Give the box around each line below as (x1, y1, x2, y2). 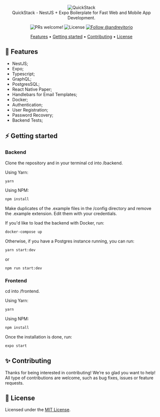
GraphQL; (12, 76, 32, 82)
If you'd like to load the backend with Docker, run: (5, 220, 104, 226)
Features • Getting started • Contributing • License (30, 34, 133, 39)
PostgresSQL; (12, 81, 40, 87)
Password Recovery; (12, 112, 53, 118)
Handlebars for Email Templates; (12, 91, 78, 97)
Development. (67, 15, 96, 20)
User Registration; (12, 107, 48, 112)
